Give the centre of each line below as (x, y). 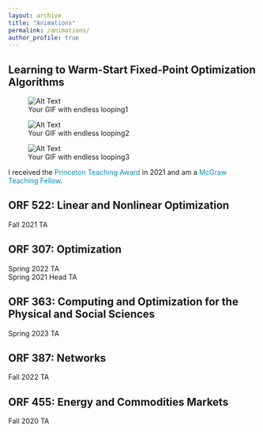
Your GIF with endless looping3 (79, 157)
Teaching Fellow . (36, 181)
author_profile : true (44, 38)
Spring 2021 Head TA (43, 277)
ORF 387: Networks (57, 358)
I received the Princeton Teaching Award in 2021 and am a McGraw (118, 172)
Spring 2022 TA (34, 268)
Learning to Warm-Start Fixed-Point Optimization (132, 69)
